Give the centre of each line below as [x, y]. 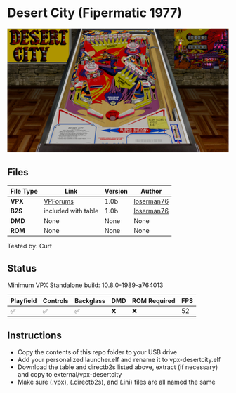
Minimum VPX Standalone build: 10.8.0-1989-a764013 [85, 285]
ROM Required [154, 300]
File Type [24, 191]
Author [151, 191]
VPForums [58, 201]
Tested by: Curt [30, 246]
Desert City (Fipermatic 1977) [95, 13]
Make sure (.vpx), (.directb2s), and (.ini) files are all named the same [116, 382]
